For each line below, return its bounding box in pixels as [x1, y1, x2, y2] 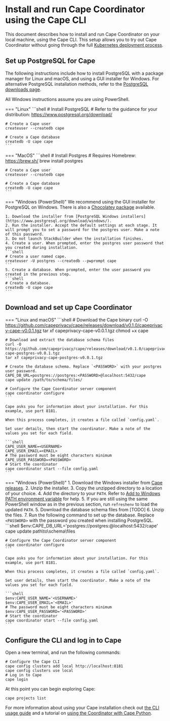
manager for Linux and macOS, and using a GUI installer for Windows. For [5, 75, 159, 82]
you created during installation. [5, 245, 78, 250]
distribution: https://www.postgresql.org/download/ [5, 111, 112, 117]
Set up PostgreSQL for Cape [5, 57, 96, 65]
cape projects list [5, 696, 47, 701]
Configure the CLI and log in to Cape [5, 636, 121, 644]
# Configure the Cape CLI [5, 659, 60, 665]
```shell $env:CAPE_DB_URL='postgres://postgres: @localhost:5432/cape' [5, 522, 158, 529]
